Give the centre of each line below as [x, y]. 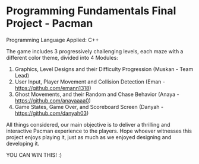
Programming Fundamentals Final [91, 11]
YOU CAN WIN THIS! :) [34, 155]
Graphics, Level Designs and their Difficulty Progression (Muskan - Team [104, 69]
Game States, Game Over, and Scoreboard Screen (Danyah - [89, 107]
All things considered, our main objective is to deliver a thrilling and [88, 124]
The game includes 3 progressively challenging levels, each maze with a [95, 51]
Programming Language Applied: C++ [53, 40]
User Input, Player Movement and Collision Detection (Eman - [90, 82]
